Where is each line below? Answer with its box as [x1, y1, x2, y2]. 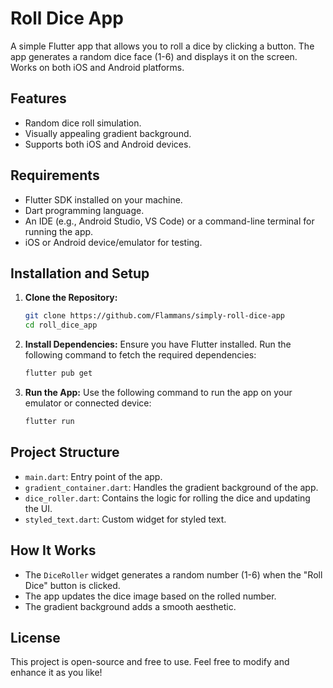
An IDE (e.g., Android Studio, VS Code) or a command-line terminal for [24, 215, 315, 227]
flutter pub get [24, 368, 93, 379]
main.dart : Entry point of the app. [24, 470, 163, 482]
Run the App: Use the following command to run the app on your [24, 387, 293, 398]
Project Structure [10, 444, 120, 461]
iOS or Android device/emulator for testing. [24, 236, 203, 248]
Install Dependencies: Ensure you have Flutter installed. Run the [24, 338, 292, 351]
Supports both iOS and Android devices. [24, 138, 192, 150]
